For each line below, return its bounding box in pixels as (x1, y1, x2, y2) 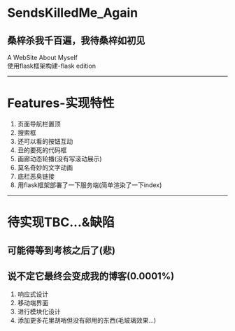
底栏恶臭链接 (17, 172, 55, 180)
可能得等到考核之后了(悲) (7, 244, 115, 256)
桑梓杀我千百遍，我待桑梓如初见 (7, 34, 145, 46)
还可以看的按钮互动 (17, 137, 73, 145)
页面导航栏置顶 (17, 119, 61, 128)
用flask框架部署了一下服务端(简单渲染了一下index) (17, 180, 162, 189)
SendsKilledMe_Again (7, 5, 138, 21)
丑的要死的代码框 (17, 145, 67, 154)
